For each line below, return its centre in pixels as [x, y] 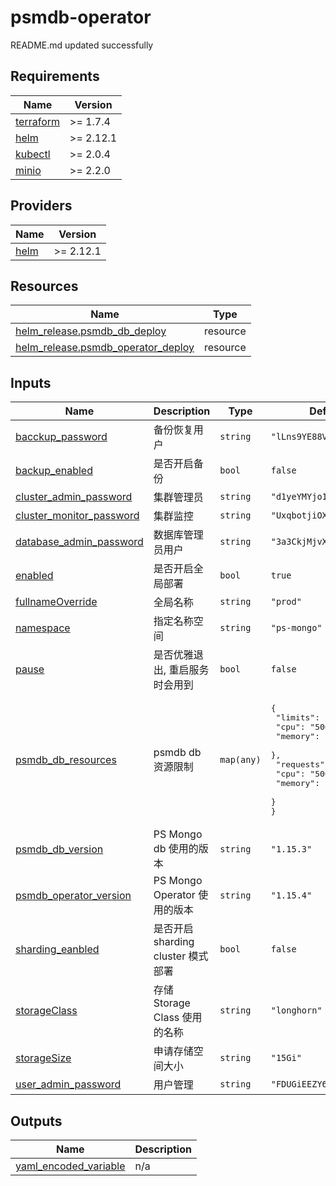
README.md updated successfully [82, 45]
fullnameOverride [56, 602]
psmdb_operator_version [73, 896]
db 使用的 [176, 849]
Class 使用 [178, 1018]
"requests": [302, 764]
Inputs [31, 382]
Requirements [55, 76]
